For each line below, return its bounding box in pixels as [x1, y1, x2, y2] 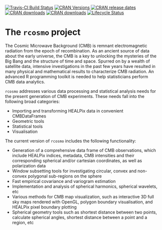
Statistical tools [12, 123, 43, 129]
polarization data [12, 163, 46, 168]
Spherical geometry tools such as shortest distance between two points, [12, 209, 157, 215]
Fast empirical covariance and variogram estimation [12, 178, 116, 184]
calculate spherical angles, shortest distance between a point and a [12, 214, 147, 220]
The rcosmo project [5, 27, 81, 38]
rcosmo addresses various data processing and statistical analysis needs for [5, 88, 156, 94]
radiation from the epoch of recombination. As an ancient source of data [5, 48, 149, 53]
